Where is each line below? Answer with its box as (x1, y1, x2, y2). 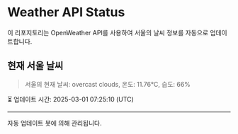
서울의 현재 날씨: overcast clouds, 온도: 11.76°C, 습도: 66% (24, 80, 191, 88)
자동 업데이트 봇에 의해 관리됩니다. (7, 118, 102, 127)
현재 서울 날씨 (7, 60, 64, 72)
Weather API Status (7, 4, 125, 20)
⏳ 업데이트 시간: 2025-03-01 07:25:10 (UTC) (7, 95, 135, 103)
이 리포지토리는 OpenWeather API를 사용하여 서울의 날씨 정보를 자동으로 (7, 28, 209, 37)
